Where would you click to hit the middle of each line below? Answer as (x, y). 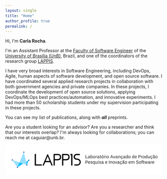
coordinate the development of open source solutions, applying (70, 92)
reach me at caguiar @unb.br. (35, 138)
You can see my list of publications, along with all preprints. (67, 117)
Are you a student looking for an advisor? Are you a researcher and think (80, 127)
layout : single (21, 10)
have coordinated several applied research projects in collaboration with (79, 82)
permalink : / (19, 26)
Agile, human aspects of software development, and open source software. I (84, 76)
